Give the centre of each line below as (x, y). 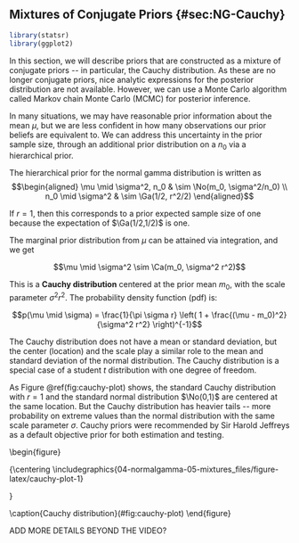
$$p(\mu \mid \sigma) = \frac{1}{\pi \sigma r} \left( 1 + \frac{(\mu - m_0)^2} (149, 315)
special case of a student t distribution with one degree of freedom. (133, 370)
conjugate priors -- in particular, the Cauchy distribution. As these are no (142, 70)
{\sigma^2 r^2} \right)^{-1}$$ (149, 324)
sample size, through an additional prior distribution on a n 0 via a (128, 145)
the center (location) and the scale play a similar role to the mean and (137, 350)
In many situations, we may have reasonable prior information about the (141, 116)
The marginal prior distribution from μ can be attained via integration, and (144, 241)
